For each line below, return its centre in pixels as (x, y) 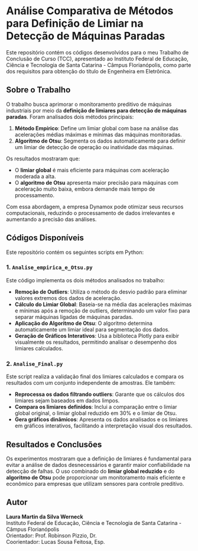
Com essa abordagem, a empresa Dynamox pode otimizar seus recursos (95, 207)
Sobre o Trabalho (38, 90)
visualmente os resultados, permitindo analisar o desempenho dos (96, 342)
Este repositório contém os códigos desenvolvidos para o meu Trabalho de (98, 52)
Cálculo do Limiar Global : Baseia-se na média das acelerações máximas (103, 304)
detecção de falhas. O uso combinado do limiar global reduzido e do (90, 471)
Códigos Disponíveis (45, 238)
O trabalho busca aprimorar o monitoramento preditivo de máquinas (89, 104)
